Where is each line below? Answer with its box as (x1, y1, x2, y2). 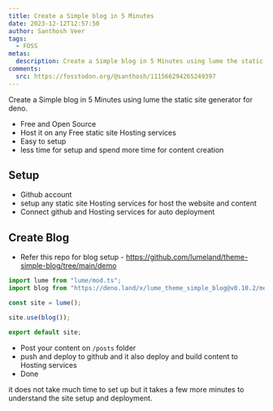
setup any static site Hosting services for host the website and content (19, 198, 258, 208)
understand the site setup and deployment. (8, 393, 153, 403)
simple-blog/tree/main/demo (19, 261, 117, 270)
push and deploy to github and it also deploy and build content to (19, 351, 238, 361)
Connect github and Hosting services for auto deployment (19, 207, 215, 217)
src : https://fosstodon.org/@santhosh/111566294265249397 (15, 72, 217, 80)
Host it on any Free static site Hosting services (19, 128, 176, 137)
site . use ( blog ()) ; (8, 314, 71, 322)
